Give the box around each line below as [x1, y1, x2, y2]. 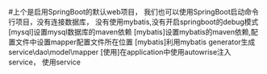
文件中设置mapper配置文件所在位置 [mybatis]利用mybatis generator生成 [15, 37, 256, 47]
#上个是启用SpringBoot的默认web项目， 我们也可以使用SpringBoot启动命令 [8, 7, 260, 16]
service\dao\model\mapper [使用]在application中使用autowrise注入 [8, 47, 232, 56]
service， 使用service [8, 57, 81, 67]
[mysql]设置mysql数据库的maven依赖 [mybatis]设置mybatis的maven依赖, [8, 27, 252, 36]
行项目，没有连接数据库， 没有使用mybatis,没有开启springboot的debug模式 [8, 17, 259, 27]
